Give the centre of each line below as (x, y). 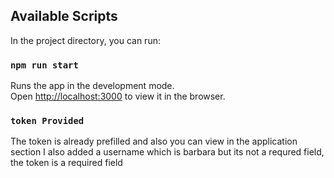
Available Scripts (64, 16)
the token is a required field (66, 163)
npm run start (44, 65)
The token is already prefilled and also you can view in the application (154, 141)
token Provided (47, 121)
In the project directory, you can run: (85, 40)
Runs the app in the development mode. (92, 86)
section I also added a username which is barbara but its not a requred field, (167, 152)
